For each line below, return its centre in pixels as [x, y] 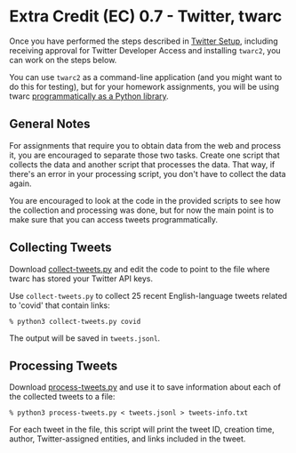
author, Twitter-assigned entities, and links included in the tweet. [128, 439]
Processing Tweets [64, 365]
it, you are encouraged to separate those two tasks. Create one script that [144, 155]
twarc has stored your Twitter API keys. [81, 279]
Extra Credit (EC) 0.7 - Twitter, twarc [146, 16]
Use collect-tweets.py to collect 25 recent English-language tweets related [148, 295]
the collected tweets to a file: [62, 397]
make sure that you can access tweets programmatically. [114, 219]
